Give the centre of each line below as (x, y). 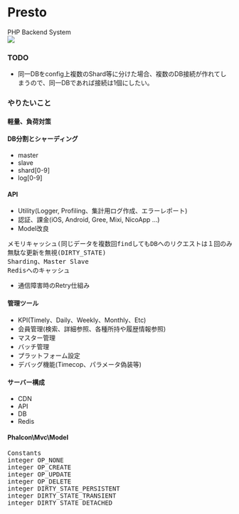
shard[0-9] (34, 170)
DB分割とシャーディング (43, 139)
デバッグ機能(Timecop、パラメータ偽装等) (80, 365)
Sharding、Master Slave (48, 262)
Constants (24, 453)
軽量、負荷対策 (29, 121)
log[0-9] (30, 178)
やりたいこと (30, 103)
